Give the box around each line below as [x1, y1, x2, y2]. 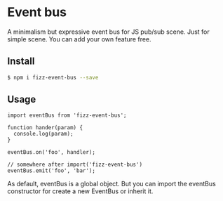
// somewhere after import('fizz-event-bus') [7, 161, 142, 169]
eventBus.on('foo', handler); [7, 149, 96, 156]
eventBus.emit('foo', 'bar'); [7, 167, 96, 174]
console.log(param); [13, 131, 74, 138]
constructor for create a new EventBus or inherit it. [7, 187, 154, 195]
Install [7, 56, 35, 67]
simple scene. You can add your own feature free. [7, 34, 152, 43]
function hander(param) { [7, 124, 83, 131]
